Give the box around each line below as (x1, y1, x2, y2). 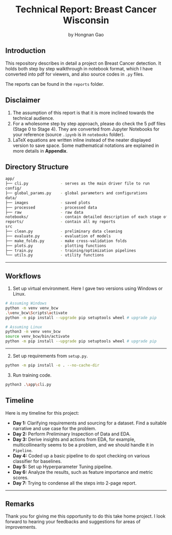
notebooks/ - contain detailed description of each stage (5, 214, 161, 219)
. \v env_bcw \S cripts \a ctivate (5, 310, 68, 316)
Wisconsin (62, 14, 110, 26)
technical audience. (12, 115, 55, 121)
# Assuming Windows (5, 301, 47, 306)
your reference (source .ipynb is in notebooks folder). (12, 131, 125, 137)
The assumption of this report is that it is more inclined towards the (12, 109, 155, 116)
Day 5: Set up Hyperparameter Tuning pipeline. (12, 464, 113, 470)
